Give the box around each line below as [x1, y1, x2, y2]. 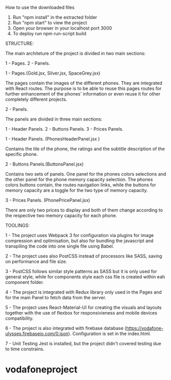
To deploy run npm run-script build [12, 31, 87, 36]
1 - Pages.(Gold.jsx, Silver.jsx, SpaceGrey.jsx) [5, 70, 101, 76]
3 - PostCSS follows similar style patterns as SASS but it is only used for [5, 268, 157, 274]
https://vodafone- [126, 325, 163, 331]
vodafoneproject [5, 364, 78, 375]
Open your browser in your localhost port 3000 [12, 25, 112, 31]
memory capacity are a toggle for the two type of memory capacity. [5, 187, 148, 193]
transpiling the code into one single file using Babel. [5, 243, 114, 249]
